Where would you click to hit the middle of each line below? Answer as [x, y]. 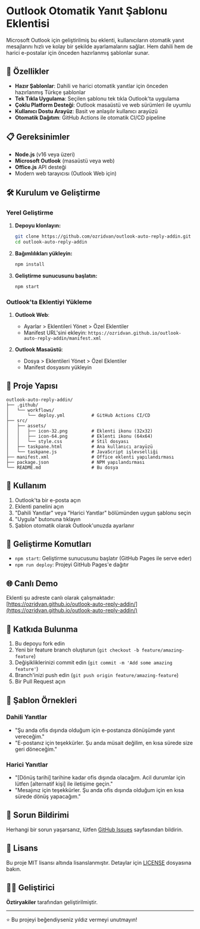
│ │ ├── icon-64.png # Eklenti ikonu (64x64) [79, 436]
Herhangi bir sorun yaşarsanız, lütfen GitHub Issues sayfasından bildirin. [95, 830]
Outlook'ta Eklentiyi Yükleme [49, 302]
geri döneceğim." [36, 749]
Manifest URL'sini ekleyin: [55, 333]
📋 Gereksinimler [38, 137]
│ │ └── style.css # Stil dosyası [68, 441]
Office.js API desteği [40, 167]
